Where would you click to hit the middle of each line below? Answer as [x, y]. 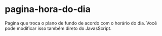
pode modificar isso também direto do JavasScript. [58, 28]
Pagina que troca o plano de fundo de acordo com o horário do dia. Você [81, 23]
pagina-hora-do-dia [48, 9]
